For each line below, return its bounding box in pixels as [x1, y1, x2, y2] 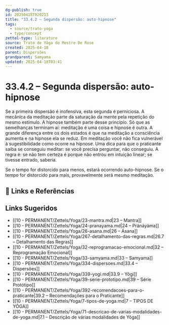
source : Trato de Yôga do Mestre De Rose [5, 40, 94, 46]
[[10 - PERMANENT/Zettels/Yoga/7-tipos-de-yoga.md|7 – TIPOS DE [12, 298, 153, 304]
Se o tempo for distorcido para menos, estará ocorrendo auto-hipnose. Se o [5, 167, 164, 173]
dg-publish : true [5, 7, 42, 13]
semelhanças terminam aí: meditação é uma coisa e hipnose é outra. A [5, 125, 153, 131]
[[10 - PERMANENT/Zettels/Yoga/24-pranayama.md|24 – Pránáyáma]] [12, 223, 159, 229]
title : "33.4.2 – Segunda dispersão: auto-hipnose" [5, 17, 116, 22]
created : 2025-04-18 [5, 45, 49, 50]
